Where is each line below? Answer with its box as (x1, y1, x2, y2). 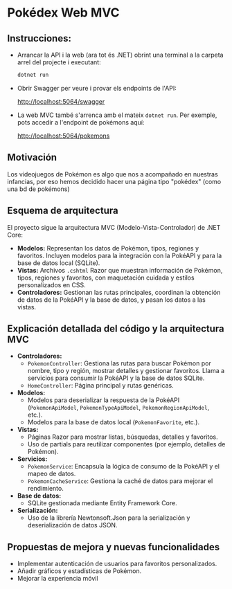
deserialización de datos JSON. (27, 521, 118, 529)
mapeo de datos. (27, 469, 76, 478)
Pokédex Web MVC (7, 5, 120, 21)
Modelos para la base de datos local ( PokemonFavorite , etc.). (27, 418, 199, 426)
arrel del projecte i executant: (17, 58, 102, 66)
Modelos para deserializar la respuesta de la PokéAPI (27, 396, 180, 404)
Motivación (7, 152, 57, 163)
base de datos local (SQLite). (17, 258, 100, 267)
